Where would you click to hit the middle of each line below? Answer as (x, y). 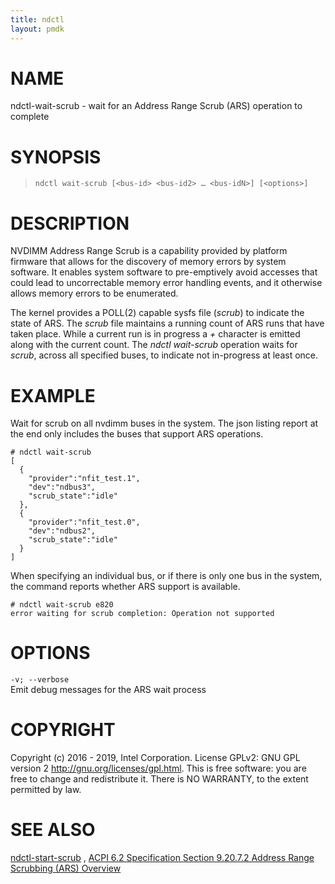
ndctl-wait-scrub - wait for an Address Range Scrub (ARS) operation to (156, 106)
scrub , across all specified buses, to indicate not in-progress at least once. (164, 355)
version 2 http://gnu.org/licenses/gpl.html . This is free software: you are (158, 768)
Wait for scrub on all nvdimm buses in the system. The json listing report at (164, 423)
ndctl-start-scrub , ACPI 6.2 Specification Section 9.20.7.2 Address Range (162, 858)
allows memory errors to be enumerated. (94, 293)
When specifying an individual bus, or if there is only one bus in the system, (166, 576)
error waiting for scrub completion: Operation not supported (142, 614)
